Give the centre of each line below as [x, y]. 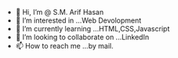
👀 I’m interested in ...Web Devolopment [78, 20]
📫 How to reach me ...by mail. [64, 46]
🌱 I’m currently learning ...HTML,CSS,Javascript [93, 29]
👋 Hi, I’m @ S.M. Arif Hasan [60, 12]
